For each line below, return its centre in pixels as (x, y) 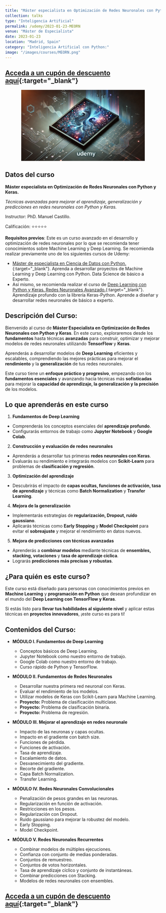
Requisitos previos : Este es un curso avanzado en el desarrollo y (72, 238)
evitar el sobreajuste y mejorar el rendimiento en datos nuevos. (77, 531)
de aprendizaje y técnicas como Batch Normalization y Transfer (79, 491)
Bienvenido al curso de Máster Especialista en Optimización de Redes (78, 328)
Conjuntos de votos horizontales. (53, 865)
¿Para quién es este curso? (48, 577)
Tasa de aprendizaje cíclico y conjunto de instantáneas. (76, 870)
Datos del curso (30, 175)
